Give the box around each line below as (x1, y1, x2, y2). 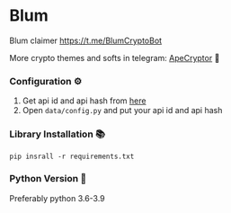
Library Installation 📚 (9, 128, 106, 140)
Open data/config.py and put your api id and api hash (22, 105, 223, 116)
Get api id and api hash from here (22, 95, 147, 106)
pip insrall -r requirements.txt (9, 152, 135, 161)
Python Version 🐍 (9, 173, 87, 185)
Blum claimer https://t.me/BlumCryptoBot (9, 35, 163, 46)
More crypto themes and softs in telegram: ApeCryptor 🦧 (9, 52, 220, 63)
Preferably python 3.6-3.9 (9, 192, 105, 203)
